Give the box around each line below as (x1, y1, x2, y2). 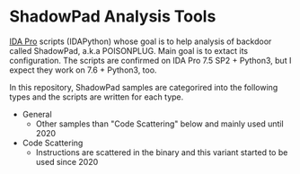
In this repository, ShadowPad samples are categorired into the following (9, 82, 278, 92)
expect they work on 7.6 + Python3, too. (9, 65, 157, 75)
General (22, 109, 52, 119)
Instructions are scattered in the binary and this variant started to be (35, 146, 288, 158)
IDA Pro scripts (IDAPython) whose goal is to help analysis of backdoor (9, 36, 272, 47)
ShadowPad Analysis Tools (9, 6, 216, 27)
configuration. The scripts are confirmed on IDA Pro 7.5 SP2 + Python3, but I (9, 55, 292, 65)
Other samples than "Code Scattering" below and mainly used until (35, 118, 285, 129)
